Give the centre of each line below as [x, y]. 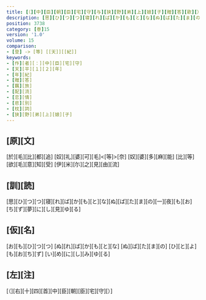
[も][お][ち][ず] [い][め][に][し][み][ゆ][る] [58, 253]
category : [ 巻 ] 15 [28, 29]
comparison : [21, 47]
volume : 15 [20, 40]
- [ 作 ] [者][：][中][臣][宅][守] [44, 63]
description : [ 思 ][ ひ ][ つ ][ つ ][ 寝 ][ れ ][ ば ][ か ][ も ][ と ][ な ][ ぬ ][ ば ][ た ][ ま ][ [101, 18]
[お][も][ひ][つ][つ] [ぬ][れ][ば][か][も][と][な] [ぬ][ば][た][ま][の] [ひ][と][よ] [102, 246]
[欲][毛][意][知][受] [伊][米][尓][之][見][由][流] [63, 164]
